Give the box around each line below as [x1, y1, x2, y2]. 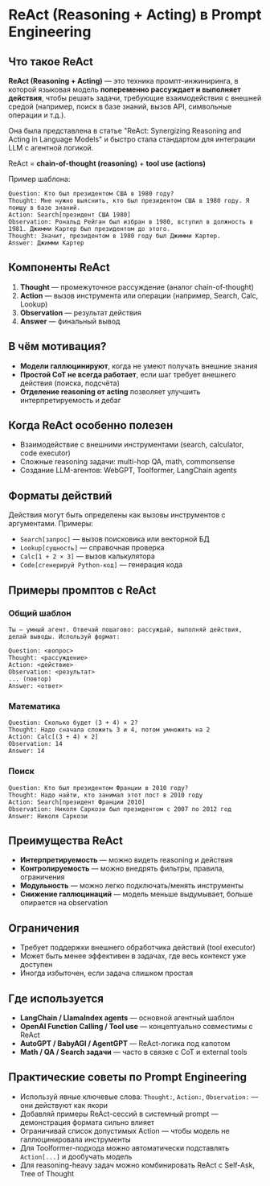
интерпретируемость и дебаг [19, 395, 122, 405]
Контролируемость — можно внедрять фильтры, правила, [19, 863, 225, 874]
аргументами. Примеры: [8, 519, 94, 529]
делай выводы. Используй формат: [8, 632, 121, 640]
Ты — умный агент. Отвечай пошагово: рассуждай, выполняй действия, [8, 625, 243, 633]
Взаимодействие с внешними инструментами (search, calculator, [19, 440, 244, 450]
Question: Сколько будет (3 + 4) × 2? [8, 719, 138, 727]
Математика [8, 700, 60, 711]
